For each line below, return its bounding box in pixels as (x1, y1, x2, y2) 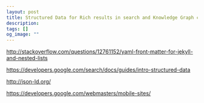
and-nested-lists (6, 55, 48, 62)
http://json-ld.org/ (6, 78, 52, 85)
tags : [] (6, 25, 29, 32)
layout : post (6, 8, 39, 15)
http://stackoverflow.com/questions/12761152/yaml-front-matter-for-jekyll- (6, 48, 193, 55)
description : (6, 20, 39, 26)
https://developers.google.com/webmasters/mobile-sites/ (6, 90, 151, 97)
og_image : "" (6, 32, 39, 38)
